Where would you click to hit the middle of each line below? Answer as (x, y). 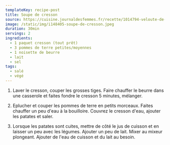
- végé (17, 76)
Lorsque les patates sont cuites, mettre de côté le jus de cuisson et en (86, 126)
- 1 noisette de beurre (35, 52)
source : (13, 19)
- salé (17, 71)
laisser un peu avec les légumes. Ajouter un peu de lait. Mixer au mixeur (88, 131)
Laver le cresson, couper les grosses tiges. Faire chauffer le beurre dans (88, 90)
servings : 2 (18, 33)
